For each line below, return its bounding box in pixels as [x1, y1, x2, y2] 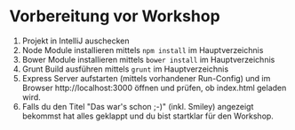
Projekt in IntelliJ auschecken [21, 35, 131, 46]
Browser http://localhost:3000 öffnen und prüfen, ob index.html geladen [21, 82, 287, 93]
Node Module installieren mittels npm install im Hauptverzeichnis [21, 44, 264, 55]
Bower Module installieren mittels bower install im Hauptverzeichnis [21, 54, 275, 65]
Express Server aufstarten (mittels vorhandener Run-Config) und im [21, 73, 271, 83]
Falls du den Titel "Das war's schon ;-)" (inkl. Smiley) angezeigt [21, 101, 254, 111]
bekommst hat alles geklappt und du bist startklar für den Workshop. [21, 111, 274, 121]
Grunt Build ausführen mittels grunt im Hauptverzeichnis [21, 64, 229, 74]
